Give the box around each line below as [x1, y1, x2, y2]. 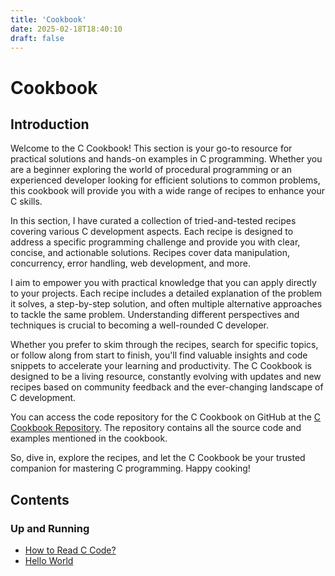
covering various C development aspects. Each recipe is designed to [10, 226, 294, 238]
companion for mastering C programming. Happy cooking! [10, 462, 251, 475]
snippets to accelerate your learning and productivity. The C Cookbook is [10, 360, 312, 372]
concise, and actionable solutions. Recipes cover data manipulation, [10, 247, 291, 259]
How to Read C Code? [24, 544, 117, 556]
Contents [10, 491, 70, 508]
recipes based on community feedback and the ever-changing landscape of [10, 381, 324, 393]
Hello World [24, 555, 74, 567]
